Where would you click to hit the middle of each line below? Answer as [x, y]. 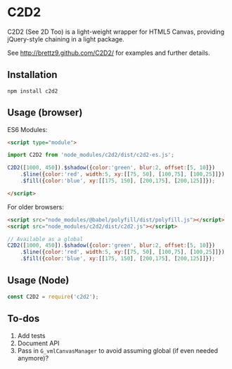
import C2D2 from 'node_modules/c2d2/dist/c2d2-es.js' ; [91, 155]
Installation [32, 75]
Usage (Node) [38, 281]
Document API [38, 343]
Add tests [31, 335]
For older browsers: [36, 207]
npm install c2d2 [33, 91]
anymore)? [33, 358]
